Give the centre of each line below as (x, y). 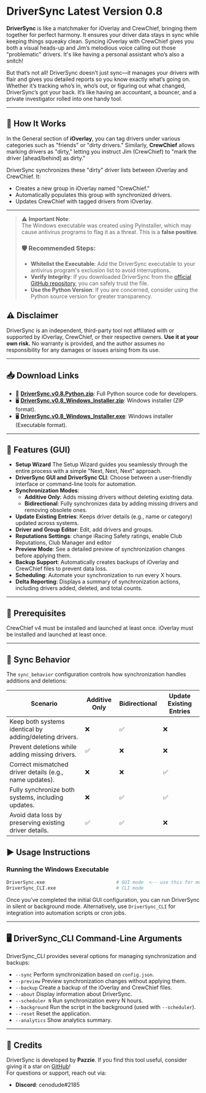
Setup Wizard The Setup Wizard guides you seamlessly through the (101, 464)
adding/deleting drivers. (44, 737)
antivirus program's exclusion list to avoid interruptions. (101, 270)
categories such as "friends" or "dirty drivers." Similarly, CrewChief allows (101, 145)
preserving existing (37, 823)
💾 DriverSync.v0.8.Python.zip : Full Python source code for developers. (106, 393)
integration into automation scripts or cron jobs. (67, 913)
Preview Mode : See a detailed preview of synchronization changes (100, 549)
